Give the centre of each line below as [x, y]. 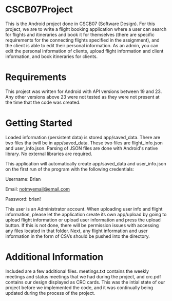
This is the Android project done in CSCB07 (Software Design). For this [80, 24]
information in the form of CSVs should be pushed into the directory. [78, 236]
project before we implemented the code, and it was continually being [79, 287]
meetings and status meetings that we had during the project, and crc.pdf [83, 276]
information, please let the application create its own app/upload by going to [86, 214]
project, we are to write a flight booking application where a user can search [86, 29]
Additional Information [54, 257]
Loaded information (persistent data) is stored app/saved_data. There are [83, 137]
